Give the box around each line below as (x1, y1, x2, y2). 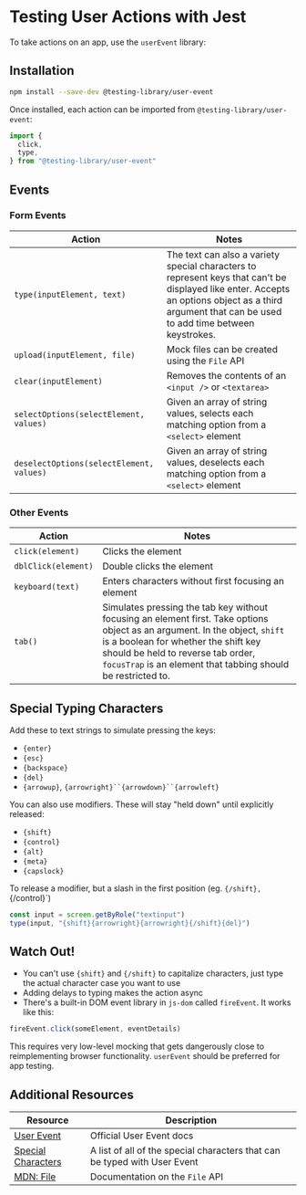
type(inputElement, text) (14, 289, 127, 299)
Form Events (9, 209, 66, 222)
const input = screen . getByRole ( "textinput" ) (9, 910, 185, 919)
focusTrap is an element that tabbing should (102, 658, 290, 671)
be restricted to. (102, 669, 170, 682)
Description (165, 1114, 218, 1127)
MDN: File (14, 1170, 56, 1183)
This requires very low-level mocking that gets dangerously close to (9, 1041, 265, 1052)
